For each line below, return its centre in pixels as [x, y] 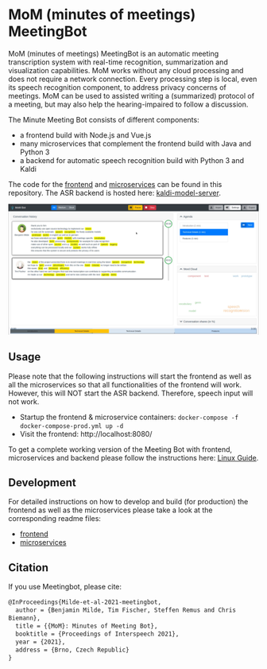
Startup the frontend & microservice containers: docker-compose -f [129, 417]
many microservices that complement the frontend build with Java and [135, 143]
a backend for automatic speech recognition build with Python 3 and [132, 160]
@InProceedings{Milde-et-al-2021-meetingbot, [85, 602]
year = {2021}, [41, 642]
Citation [29, 568]
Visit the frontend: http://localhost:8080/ [86, 434]
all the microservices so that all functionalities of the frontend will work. [125, 384]
